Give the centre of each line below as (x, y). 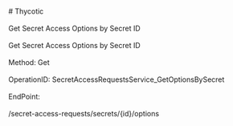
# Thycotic (26, 11)
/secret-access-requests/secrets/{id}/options (84, 114)
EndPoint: (24, 96)
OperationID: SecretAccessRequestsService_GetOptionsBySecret (117, 79)
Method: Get (29, 62)
